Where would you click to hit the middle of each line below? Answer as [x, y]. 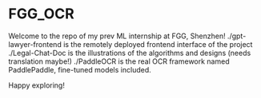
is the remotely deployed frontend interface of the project [158, 44]
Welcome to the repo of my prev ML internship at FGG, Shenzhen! [117, 36]
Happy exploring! [37, 85]
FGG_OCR [41, 14]
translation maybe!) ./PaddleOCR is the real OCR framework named [119, 61]
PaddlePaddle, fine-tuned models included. [80, 69]
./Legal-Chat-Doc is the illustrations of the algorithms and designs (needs [130, 53]
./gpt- [237, 36]
